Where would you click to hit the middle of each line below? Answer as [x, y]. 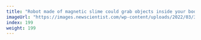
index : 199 [20, 22]
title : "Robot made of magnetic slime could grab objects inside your [96, 11]
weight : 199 [21, 28]
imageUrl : [19, 17]
